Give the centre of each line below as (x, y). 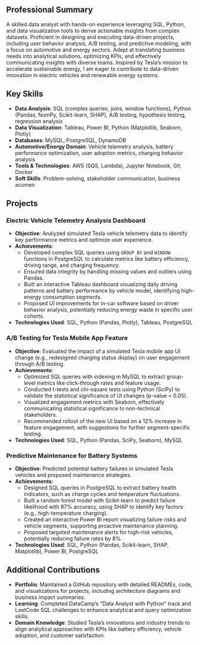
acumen (25, 184)
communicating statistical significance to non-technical (92, 408)
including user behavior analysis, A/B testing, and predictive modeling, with (99, 43)
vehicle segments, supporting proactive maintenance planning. (101, 525)
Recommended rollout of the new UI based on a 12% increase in (103, 421)
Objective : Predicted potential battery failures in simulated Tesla (94, 468)
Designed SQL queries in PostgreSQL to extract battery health (100, 488)
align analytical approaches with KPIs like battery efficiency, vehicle (98, 629)
